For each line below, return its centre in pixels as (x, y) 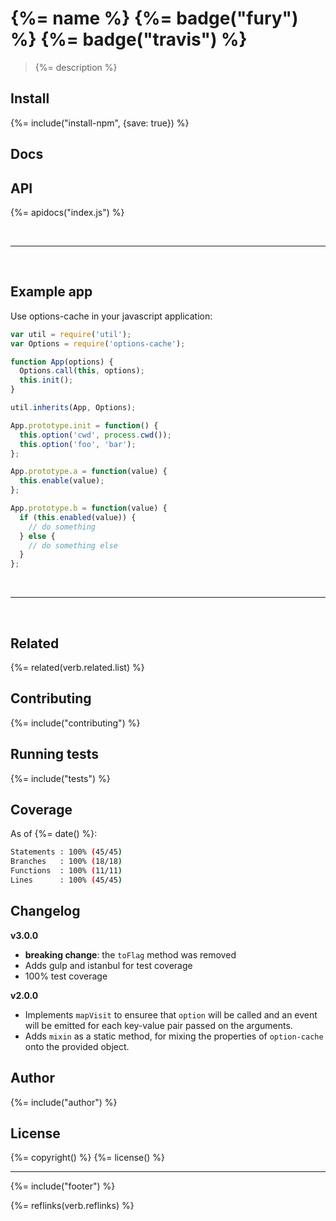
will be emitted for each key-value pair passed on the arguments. (158, 1025)
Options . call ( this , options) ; (82, 371)
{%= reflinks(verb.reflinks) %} (72, 1206)
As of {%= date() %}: (54, 834)
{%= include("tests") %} (60, 778)
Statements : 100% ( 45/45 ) (66, 852)
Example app (51, 292)
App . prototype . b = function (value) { (89, 508)
